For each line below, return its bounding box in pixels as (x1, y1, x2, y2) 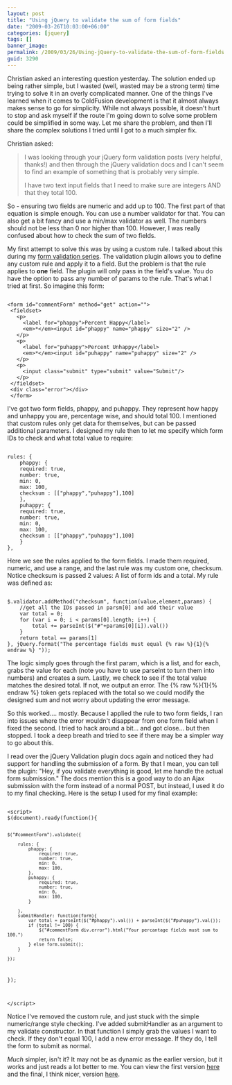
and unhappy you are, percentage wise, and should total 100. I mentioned (7, 411, 217, 420)
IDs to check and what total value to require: (7, 434, 134, 442)
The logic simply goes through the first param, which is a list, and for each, (7, 658, 221, 667)
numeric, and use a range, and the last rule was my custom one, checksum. (7, 563, 223, 572)
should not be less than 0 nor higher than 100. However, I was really (7, 223, 201, 232)
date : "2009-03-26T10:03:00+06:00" (7, 23, 110, 30)
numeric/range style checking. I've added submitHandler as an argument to (7, 1020, 223, 1028)
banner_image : (7, 42, 48, 49)
